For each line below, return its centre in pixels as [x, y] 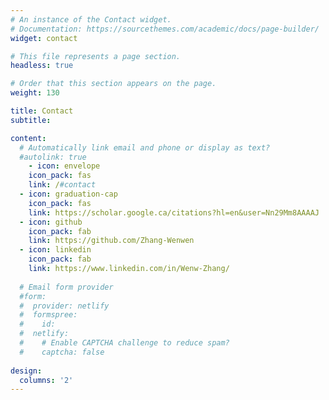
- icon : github [51, 222]
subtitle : [31, 120]
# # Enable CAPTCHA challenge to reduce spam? [124, 343]
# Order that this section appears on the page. [113, 84]
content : [28, 138]
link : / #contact [62, 185]
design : [26, 371]
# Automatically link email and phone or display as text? [145, 147]
